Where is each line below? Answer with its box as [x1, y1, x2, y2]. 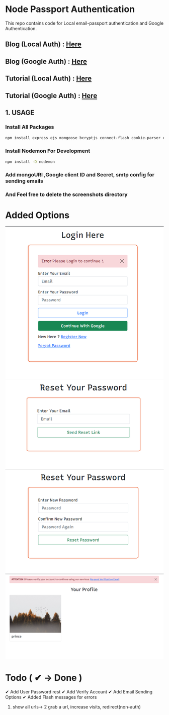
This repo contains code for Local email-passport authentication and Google [5, 20, 164, 26]
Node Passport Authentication [5, 4, 135, 15]
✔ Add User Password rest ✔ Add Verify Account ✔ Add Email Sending [5, 688, 152, 694]
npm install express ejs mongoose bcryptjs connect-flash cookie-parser [5, 136, 161, 141]
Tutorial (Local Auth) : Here [5, 74, 92, 83]
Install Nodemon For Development [5, 147, 91, 154]
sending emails [5, 177, 44, 184]
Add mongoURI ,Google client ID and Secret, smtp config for [5, 171, 155, 178]
